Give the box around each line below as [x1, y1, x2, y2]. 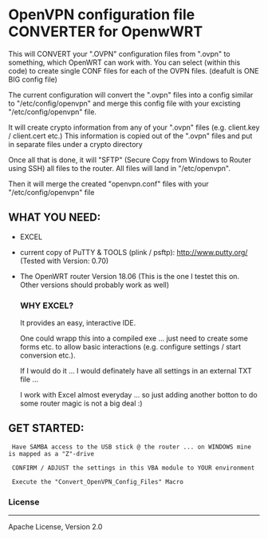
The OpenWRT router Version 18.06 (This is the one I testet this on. [19, 271, 240, 281]
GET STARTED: [8, 421, 85, 435]
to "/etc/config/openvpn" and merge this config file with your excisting [8, 98, 241, 108]
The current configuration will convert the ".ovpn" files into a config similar [8, 90, 254, 99]
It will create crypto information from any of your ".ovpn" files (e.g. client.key [8, 122, 260, 132]
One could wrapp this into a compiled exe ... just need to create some [19, 333, 249, 343]
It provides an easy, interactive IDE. [19, 318, 136, 328]
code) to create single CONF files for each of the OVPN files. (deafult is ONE [8, 66, 259, 75]
